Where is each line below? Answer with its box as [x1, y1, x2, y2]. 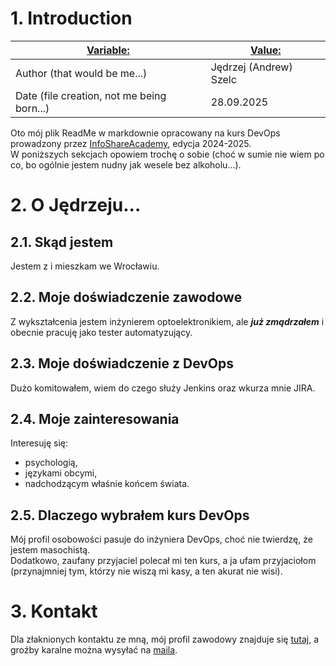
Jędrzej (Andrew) [210, 60, 293, 74]
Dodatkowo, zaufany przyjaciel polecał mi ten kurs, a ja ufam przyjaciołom [10, 555, 317, 567]
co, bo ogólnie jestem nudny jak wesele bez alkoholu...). [10, 158, 242, 171]
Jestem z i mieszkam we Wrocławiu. [10, 260, 160, 272]
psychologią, [24, 457, 78, 469]
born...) [15, 101, 50, 115]
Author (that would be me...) [15, 66, 148, 80]
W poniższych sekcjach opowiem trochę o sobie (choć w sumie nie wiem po [10, 148, 325, 160]
